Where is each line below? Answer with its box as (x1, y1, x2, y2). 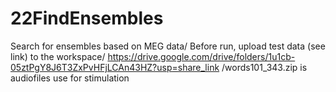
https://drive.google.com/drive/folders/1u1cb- (107, 50, 296, 62)
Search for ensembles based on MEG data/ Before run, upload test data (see (10, 40, 326, 52)
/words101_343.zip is (221, 61, 308, 73)
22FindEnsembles (10, 7, 164, 30)
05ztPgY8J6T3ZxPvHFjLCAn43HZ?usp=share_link (10, 61, 220, 73)
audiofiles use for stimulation (10, 72, 130, 84)
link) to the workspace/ (10, 50, 106, 62)
